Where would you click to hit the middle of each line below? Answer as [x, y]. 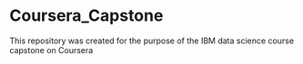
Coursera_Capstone [86, 16]
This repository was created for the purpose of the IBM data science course [151, 41]
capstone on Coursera [51, 50]
